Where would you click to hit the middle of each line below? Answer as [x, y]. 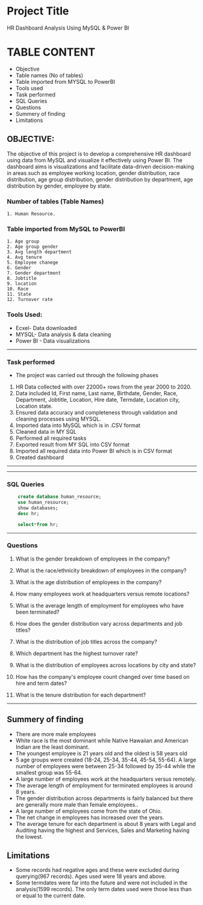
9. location [22, 284]
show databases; [38, 508]
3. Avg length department [39, 252]
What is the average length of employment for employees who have [100, 605]
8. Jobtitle [22, 279]
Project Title [38, 11]
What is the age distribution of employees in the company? [89, 582]
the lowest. [29, 836]
